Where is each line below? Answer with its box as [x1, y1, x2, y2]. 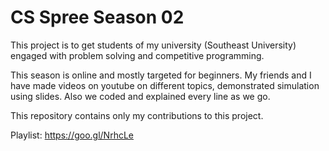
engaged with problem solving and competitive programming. [10, 49, 265, 61]
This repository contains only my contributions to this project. [10, 109, 264, 121]
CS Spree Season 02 [10, 6, 185, 29]
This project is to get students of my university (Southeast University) [10, 39, 297, 51]
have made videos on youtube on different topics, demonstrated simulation [10, 79, 320, 91]
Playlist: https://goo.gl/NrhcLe [10, 129, 135, 141]
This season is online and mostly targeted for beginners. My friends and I [10, 69, 312, 81]
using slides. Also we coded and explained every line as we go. [10, 90, 271, 102]
